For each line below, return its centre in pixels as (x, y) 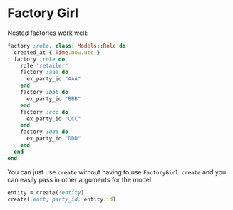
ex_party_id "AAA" (53, 79)
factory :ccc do (45, 112)
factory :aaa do (45, 73)
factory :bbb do (45, 93)
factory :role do (40, 59)
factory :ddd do (45, 132)
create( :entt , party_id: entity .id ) (62, 199)
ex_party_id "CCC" (53, 119)
